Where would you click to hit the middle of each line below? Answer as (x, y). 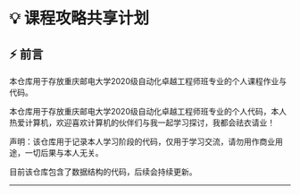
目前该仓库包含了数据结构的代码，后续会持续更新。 (103, 172)
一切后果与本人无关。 (64, 153)
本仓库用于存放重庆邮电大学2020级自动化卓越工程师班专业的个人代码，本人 (148, 111)
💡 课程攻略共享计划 (79, 18)
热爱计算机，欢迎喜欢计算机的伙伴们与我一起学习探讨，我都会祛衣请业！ (142, 123)
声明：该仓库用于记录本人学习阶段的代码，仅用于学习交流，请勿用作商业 (142, 141)
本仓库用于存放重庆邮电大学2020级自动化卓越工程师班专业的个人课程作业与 (148, 81)
